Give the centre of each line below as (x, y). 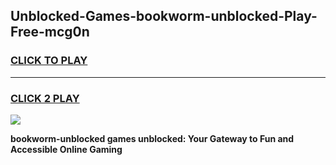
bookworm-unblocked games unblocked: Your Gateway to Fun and (152, 138)
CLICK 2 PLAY (45, 98)
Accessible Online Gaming (66, 149)
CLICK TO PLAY (49, 61)
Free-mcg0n (50, 32)
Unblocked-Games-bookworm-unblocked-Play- (164, 16)
